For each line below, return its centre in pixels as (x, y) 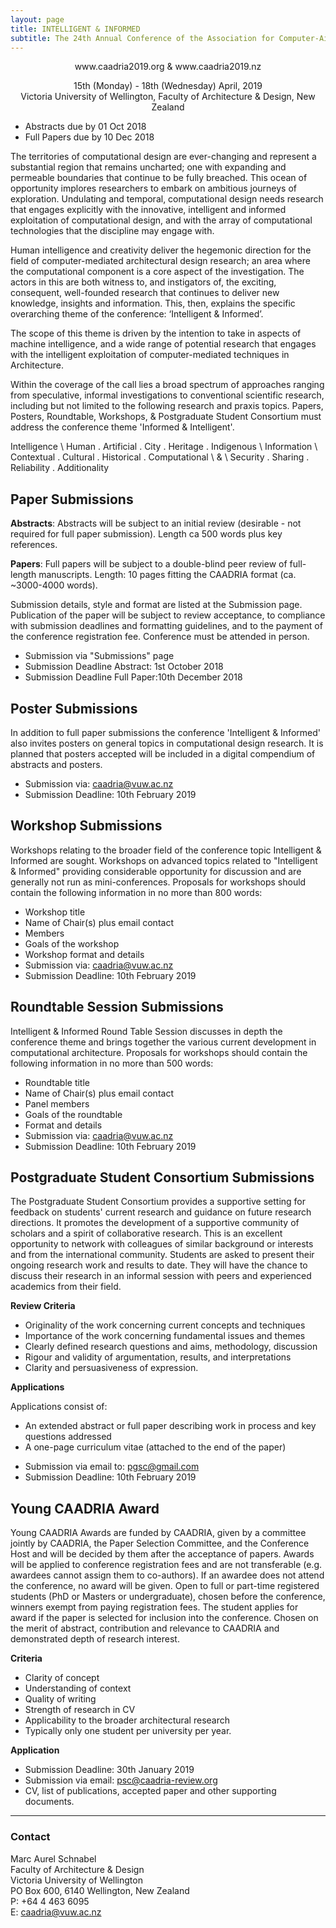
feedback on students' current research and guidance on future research (161, 1212)
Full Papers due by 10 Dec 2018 (89, 137)
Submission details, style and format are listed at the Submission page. (156, 605)
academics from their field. (66, 1287)
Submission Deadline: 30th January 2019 (109, 1770)
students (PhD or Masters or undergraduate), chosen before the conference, (168, 1597)
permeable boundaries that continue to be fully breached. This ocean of (159, 178)
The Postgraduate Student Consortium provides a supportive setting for (158, 1202)
